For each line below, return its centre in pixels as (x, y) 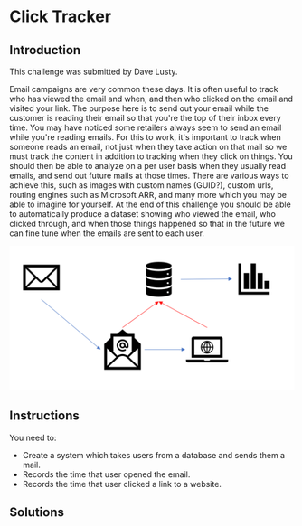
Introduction (45, 50)
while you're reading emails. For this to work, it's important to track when (146, 137)
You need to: (33, 437)
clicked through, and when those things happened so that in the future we (147, 224)
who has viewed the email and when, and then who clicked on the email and (151, 99)
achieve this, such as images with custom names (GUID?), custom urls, (142, 185)
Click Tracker (60, 17)
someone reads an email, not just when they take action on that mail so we (148, 147)
